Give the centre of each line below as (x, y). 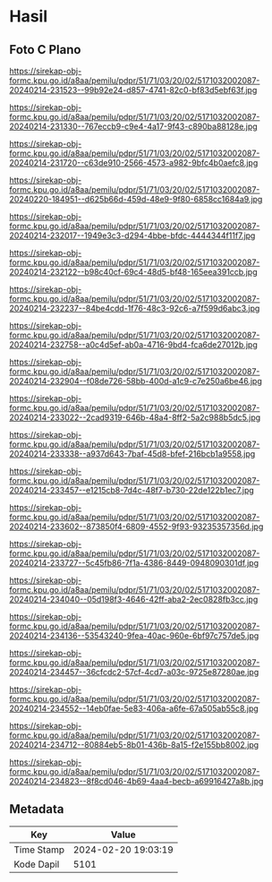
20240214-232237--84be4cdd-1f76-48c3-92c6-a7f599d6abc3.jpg (135, 308)
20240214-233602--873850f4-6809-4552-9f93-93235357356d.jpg (136, 527)
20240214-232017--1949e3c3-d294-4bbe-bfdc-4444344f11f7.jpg (132, 235)
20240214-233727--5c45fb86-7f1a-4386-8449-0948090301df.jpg (134, 563)
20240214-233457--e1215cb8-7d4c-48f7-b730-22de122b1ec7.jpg (132, 490)
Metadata (37, 809)
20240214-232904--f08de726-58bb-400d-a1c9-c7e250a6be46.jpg (136, 381)
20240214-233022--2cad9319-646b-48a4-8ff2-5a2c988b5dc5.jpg (135, 417)
